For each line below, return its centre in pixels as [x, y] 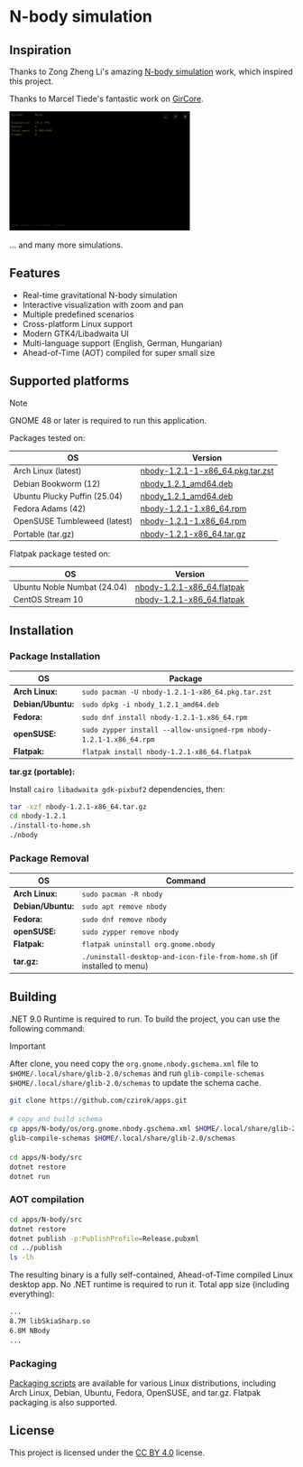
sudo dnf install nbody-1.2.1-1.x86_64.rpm [165, 717]
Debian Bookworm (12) [57, 483]
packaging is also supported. [63, 1403]
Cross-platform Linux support [78, 323]
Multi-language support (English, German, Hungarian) [122, 343]
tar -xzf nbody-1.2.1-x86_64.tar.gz [78, 807]
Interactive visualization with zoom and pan [103, 304]
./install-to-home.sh [50, 826]
